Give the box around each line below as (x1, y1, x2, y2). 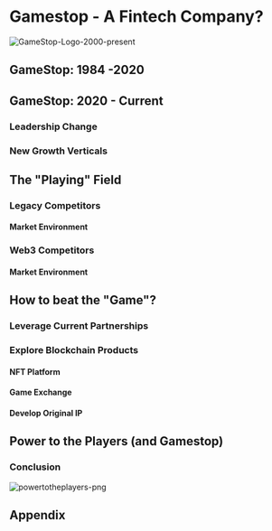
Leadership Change (9, 120, 98, 133)
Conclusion (9, 461, 61, 473)
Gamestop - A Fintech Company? (9, 6, 264, 27)
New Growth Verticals (9, 144, 108, 157)
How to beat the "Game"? (9, 293, 156, 308)
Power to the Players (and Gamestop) (9, 433, 224, 449)
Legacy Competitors (9, 199, 101, 211)
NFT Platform (9, 366, 61, 377)
